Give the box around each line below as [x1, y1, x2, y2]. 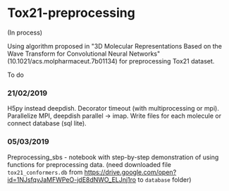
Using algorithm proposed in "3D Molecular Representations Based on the [7, 42, 222, 50]
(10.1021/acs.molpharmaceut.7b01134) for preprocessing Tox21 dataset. [7, 56, 215, 65]
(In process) [7, 28, 43, 37]
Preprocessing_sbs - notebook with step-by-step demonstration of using [7, 153, 219, 161]
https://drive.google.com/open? [84, 168, 177, 176]
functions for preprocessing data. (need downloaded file [7, 160, 171, 168]
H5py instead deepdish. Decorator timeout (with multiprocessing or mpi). [7, 104, 220, 113]
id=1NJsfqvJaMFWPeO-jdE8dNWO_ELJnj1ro [7, 175, 136, 184]
